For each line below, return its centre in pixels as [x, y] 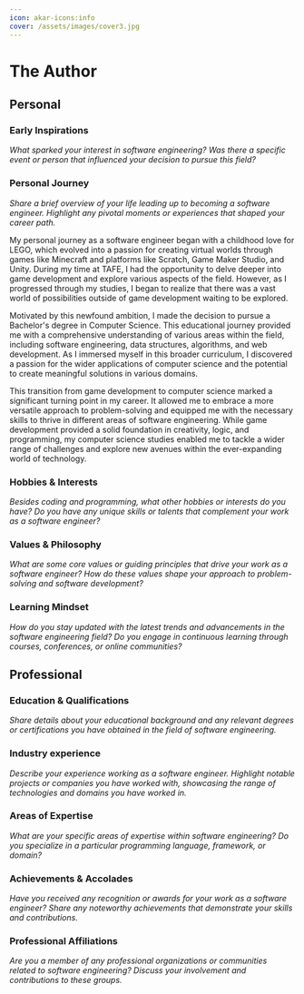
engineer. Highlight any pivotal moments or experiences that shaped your [147, 212]
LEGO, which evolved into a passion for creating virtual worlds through [142, 250]
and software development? [91, 584]
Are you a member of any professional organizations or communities [138, 961]
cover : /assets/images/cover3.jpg [75, 26]
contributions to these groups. [66, 980]
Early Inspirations [49, 130]
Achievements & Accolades [71, 879]
